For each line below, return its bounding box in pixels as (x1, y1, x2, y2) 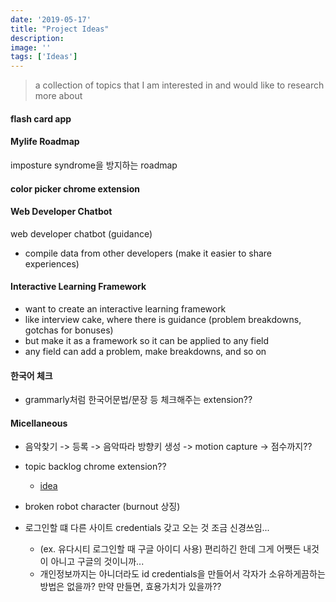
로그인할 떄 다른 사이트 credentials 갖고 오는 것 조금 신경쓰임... (24, 522, 270, 534)
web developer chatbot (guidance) (10, 227, 153, 240)
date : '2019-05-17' (10, 14, 92, 25)
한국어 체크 (10, 369, 53, 381)
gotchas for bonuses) (24, 324, 114, 336)
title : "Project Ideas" (10, 24, 110, 34)
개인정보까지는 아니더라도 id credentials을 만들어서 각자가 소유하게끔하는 (39, 568, 326, 580)
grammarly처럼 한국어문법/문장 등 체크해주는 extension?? (24, 394, 253, 406)
